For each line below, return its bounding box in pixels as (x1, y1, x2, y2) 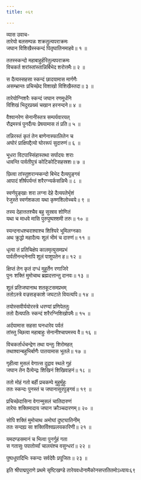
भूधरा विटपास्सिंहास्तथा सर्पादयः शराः (6, 151, 74, 158)
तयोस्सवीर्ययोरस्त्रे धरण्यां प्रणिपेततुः (6, 302, 70, 310)
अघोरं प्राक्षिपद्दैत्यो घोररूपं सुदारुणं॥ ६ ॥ (6, 139, 80, 146)
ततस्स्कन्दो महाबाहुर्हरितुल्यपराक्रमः (6, 56, 70, 64)
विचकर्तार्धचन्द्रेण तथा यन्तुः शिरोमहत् (6, 341, 73, 348)
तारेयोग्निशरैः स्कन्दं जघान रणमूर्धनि (6, 95, 72, 102)
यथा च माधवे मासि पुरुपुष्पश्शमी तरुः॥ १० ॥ (6, 215, 88, 222)
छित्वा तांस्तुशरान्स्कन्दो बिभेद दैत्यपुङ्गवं (6, 170, 80, 178)
